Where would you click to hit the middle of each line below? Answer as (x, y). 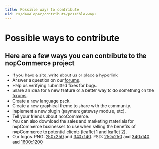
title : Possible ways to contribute (42, 9)
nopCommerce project (40, 63)
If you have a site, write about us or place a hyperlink (65, 75)
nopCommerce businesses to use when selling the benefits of (74, 126)
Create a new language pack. (41, 101)
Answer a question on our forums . (46, 80)
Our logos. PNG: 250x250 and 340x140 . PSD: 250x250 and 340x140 (81, 136)
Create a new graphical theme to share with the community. (72, 106)
